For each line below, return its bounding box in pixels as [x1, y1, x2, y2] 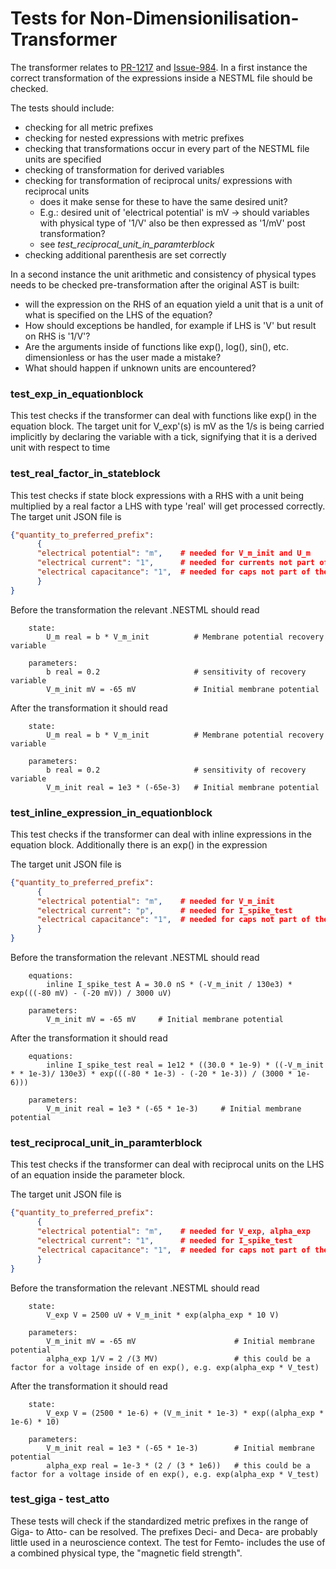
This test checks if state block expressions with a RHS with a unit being [10, 489, 305, 501]
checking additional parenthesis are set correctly [24, 248, 227, 261]
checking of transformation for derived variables [24, 163, 225, 176]
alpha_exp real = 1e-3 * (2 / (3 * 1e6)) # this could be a [46, 1460, 311, 1471]
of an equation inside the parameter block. [10, 1169, 186, 1181]
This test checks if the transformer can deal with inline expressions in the [10, 828, 312, 840]
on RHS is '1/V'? [24, 330, 91, 342]
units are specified [24, 153, 102, 165]
